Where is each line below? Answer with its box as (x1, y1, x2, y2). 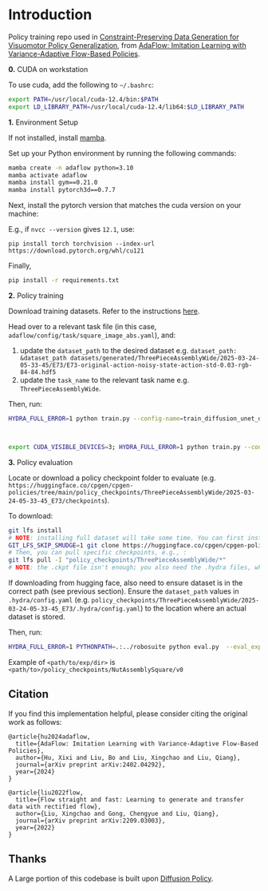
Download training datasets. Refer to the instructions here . (8, 306, 200, 316)
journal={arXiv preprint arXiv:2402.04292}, (15, 761, 166, 769)
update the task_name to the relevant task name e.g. (19, 376, 190, 385)
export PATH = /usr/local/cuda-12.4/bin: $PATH (8, 95, 159, 103)
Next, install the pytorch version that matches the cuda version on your (8, 201, 242, 210)
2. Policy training (8, 291, 64, 300)
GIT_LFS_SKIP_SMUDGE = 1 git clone (8, 541, 120, 549)
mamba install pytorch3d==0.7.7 (8, 186, 116, 194)
